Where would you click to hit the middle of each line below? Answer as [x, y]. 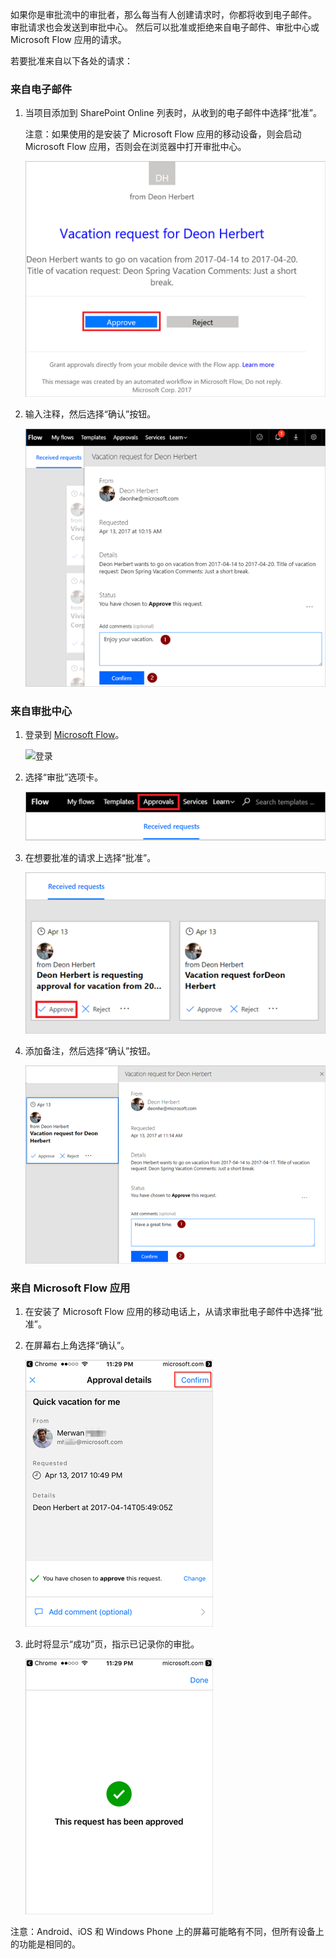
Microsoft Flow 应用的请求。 [68, 39]
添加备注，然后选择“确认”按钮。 [90, 1051]
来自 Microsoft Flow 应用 [70, 1288]
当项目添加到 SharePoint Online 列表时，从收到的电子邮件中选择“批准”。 [173, 113]
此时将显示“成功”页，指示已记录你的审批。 [112, 1644]
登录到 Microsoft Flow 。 [74, 735]
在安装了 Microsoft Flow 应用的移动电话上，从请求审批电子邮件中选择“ [169, 1312]
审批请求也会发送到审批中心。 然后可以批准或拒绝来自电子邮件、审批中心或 [165, 27]
